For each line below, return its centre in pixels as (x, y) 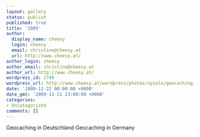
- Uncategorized (26, 105)
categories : (21, 100)
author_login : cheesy (33, 61)
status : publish (26, 17)
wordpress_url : (25, 84)
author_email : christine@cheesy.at (50, 67)
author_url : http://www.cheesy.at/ (50, 72)
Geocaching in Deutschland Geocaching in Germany (71, 128)
